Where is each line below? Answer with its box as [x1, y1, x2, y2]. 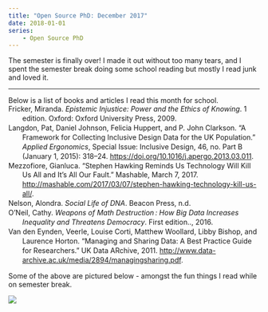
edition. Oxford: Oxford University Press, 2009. [22, 113, 177, 124]
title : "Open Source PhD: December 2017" [8, 11, 148, 20]
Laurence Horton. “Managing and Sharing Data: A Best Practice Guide [22, 236, 253, 246]
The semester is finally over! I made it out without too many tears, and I [8, 56, 242, 65]
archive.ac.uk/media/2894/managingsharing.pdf [22, 255, 182, 264]
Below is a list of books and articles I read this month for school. [8, 96, 219, 105]
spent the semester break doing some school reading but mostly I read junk [8, 65, 257, 74]
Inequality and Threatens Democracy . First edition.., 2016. [22, 217, 214, 227]
